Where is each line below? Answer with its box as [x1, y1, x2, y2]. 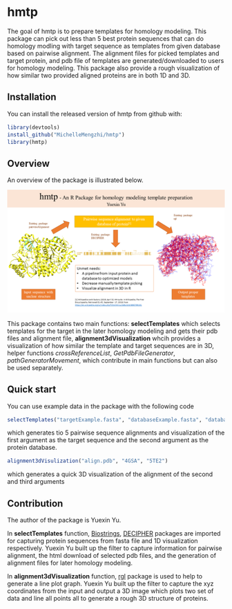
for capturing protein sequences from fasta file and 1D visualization [7, 537, 198, 545]
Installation [7, 91, 57, 103]
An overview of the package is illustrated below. [7, 176, 144, 184]
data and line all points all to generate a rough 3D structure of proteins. [7, 594, 209, 603]
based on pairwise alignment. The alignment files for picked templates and [7, 49, 220, 57]
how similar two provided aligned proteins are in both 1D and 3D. [7, 71, 191, 80]
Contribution [7, 498, 64, 509]
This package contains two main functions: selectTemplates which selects [7, 319, 221, 327]
